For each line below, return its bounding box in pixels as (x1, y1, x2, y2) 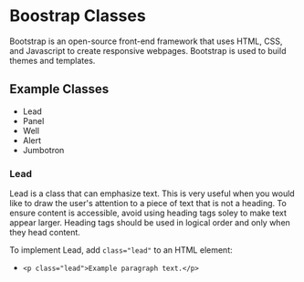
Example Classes (9, 81, 110, 97)
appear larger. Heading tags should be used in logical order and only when (9, 217, 290, 228)
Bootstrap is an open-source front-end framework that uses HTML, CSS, (9, 36, 283, 47)
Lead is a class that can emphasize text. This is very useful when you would (9, 188, 295, 199)
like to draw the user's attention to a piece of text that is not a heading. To (9, 198, 288, 209)
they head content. (9, 227, 80, 238)
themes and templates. (9, 55, 96, 66)
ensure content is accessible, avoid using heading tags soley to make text (9, 207, 288, 219)
